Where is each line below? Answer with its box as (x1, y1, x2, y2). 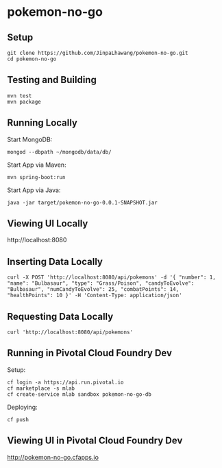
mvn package (7, 98, 41, 105)
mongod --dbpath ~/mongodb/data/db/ (7, 148, 112, 155)
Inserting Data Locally (7, 255, 103, 268)
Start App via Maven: (7, 161, 66, 169)
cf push (7, 416, 29, 423)
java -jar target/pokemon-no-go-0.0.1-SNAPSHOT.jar (7, 199, 158, 206)
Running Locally (7, 117, 77, 129)
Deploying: (7, 403, 38, 411)
